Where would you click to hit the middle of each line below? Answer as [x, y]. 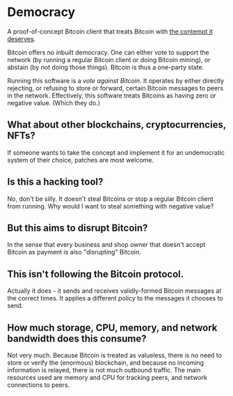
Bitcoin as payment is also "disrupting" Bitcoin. [74, 252]
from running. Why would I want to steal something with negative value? [111, 206]
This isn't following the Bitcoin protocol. [96, 274]
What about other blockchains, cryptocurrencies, [116, 125]
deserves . [22, 38]
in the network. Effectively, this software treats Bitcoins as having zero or [112, 96]
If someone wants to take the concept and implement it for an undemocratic [116, 152]
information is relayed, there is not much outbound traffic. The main [104, 370]
